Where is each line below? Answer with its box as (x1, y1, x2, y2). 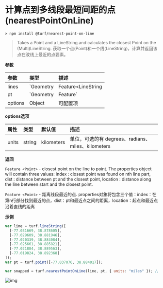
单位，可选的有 (69, 135, 104, 142)
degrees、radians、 (105, 135, 151, 142)
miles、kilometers (69, 143, 111, 149)
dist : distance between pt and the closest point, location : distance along (5, 176, 151, 182)
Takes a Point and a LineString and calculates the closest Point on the (16, 39, 156, 45)
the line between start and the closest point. (5, 181, 93, 187)
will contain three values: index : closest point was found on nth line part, (5, 171, 151, 177)
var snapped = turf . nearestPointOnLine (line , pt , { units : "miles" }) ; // (5, 269, 160, 273)
